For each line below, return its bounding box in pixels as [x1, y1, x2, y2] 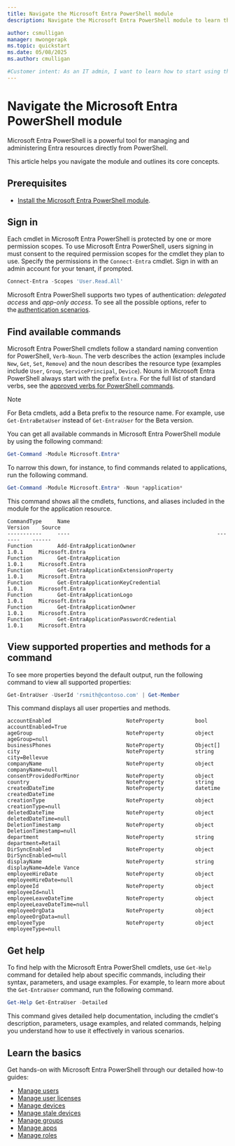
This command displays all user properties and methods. [7, 704, 171, 712]
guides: [7, 1073, 29, 1081]
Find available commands [7, 326, 121, 338]
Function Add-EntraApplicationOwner [7, 542, 136, 549]
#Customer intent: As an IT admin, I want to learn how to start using [7, 68, 220, 75]
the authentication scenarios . [7, 306, 91, 314]
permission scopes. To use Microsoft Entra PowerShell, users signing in [7, 242, 214, 250]
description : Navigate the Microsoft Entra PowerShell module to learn [7, 17, 220, 24]
